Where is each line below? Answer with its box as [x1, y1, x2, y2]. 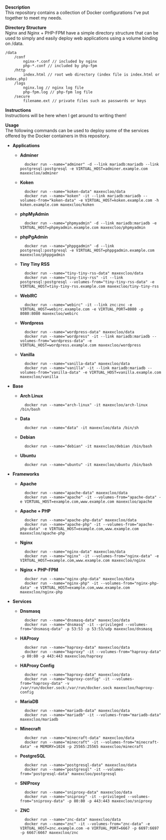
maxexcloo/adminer [19, 171, 58, 176]
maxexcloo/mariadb [19, 717, 58, 722]
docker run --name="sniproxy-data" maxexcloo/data [24, 790, 132, 795]
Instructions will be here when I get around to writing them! [5, 113, 126, 118]
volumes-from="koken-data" [19, 198, 76, 203]
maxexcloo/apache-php [19, 531, 65, 536]
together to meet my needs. [5, 15, 62, 21]
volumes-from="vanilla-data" [19, 370, 81, 375]
